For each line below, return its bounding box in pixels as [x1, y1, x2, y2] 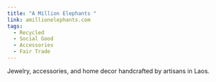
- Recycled [13, 29, 45, 36]
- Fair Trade [13, 49, 51, 55]
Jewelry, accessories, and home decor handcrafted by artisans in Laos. [7, 66, 210, 75]
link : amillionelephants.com [7, 16, 91, 23]
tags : [7, 23, 23, 29]
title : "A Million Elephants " [7, 10, 97, 17]
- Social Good [13, 36, 54, 42]
